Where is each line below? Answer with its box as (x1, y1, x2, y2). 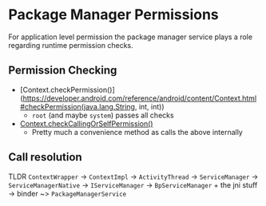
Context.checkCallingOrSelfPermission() (19, 118, 153, 129)
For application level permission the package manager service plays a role (8, 32, 253, 42)
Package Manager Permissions (8, 6, 220, 24)
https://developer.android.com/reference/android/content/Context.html (22, 93, 257, 103)
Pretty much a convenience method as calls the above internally (31, 127, 244, 137)
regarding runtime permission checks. (8, 40, 133, 50)
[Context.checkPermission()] (19, 85, 116, 94)
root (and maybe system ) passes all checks (31, 110, 174, 120)
